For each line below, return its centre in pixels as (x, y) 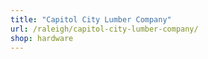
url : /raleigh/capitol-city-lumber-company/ (104, 29)
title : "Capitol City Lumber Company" (91, 19)
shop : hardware (42, 38)
